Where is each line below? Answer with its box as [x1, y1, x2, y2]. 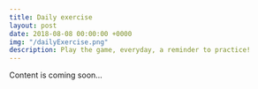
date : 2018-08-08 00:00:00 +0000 [9, 29, 133, 38]
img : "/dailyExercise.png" [9, 37, 109, 47]
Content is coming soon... [9, 70, 103, 80]
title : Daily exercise [9, 12, 93, 22]
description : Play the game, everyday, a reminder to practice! [9, 46, 251, 55]
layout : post [9, 21, 57, 30]
